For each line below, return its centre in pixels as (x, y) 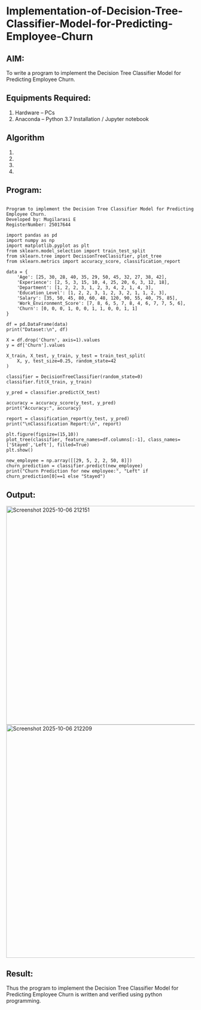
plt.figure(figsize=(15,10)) (42, 435)
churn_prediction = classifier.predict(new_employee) (75, 466)
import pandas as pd (32, 235)
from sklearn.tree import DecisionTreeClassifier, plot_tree (84, 256)
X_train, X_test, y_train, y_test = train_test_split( (76, 356)
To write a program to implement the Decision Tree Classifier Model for (94, 73)
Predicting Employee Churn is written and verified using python (84, 994)
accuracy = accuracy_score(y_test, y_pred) (61, 403)
